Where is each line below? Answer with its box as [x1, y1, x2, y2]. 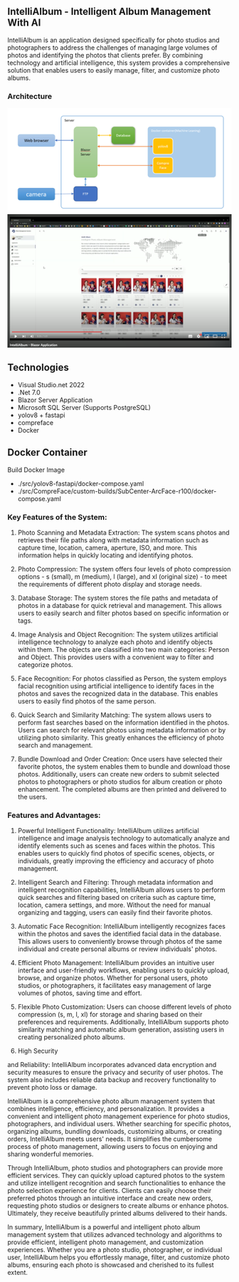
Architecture [7, 91, 53, 101]
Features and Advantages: [7, 810, 101, 820]
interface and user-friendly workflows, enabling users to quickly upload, [17, 966, 230, 974]
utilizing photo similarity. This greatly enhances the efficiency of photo [17, 733, 224, 742]
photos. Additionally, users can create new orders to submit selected [17, 770, 220, 779]
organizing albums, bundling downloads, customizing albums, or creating [7, 1128, 223, 1136]
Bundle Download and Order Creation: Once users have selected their [17, 755, 223, 764]
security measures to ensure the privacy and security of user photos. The [7, 1068, 223, 1077]
